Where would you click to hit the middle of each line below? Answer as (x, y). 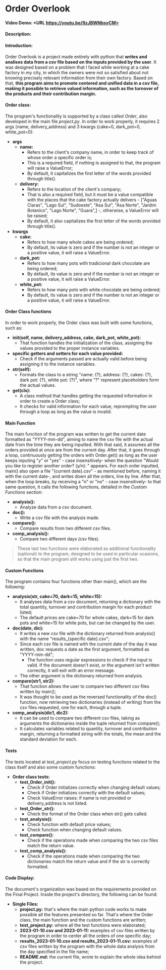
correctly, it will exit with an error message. (71, 670)
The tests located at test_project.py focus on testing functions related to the (83, 761)
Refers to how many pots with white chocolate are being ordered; (94, 290)
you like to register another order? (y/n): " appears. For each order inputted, (82, 466)
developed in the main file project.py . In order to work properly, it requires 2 (82, 121)
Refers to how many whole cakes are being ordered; (81, 242)
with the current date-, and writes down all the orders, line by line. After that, (83, 476)
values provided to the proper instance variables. (70, 348)
